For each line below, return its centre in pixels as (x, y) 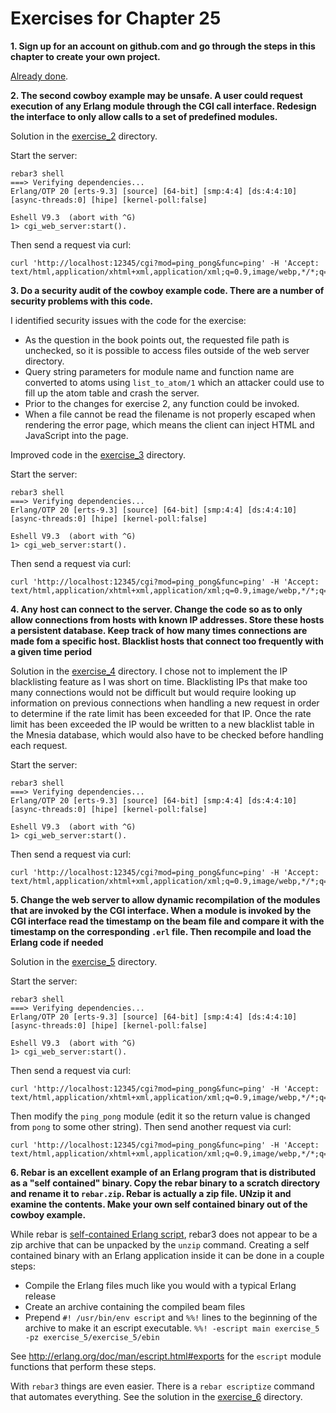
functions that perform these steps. (83, 1366)
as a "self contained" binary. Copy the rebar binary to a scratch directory (165, 1183)
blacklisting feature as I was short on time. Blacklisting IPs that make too (159, 681)
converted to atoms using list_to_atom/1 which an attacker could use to (174, 382)
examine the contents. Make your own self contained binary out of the (159, 1204)
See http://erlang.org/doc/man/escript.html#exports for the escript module (166, 1356)
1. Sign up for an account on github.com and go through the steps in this (163, 46)
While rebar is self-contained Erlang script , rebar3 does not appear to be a (164, 1234)
